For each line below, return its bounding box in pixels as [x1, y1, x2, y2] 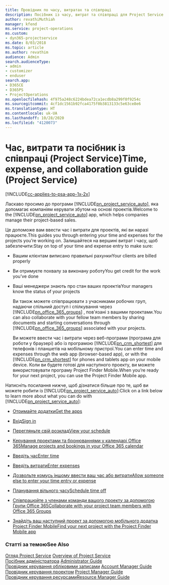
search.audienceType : [5, 59, 51, 64]
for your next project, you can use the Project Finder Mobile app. [12, 372, 147, 378]
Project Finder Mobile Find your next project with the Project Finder [12, 523, 151, 529]
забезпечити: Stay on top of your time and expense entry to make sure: [5, 243, 153, 249]
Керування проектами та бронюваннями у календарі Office [12, 437, 141, 443]
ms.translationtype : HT [5, 106, 55, 111]
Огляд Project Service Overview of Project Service [5, 552, 111, 559]
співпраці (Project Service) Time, [5, 153, 147, 164]
